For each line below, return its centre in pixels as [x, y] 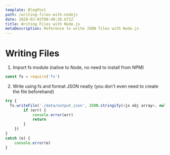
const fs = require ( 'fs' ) [32, 77]
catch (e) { [18, 138]
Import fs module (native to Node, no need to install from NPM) [78, 67]
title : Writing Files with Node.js [43, 24]
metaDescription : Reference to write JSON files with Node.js [72, 29]
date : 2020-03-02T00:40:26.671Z [39, 19]
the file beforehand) [33, 92]
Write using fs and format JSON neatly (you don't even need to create [85, 86]
